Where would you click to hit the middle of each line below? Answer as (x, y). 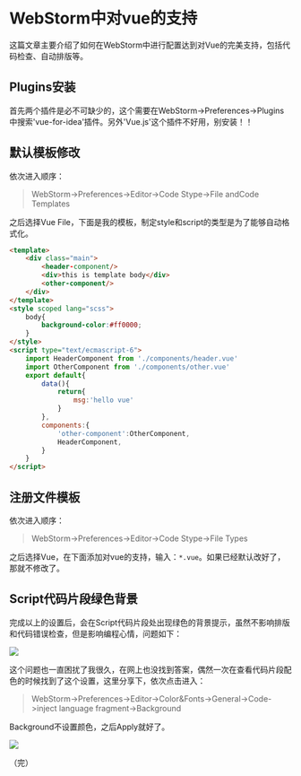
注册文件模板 (45, 497)
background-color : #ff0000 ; (92, 325)
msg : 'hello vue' (103, 400)
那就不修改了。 (37, 568)
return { (72, 392)
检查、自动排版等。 (52, 56)
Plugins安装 (43, 87)
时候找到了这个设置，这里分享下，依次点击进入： (115, 680)
